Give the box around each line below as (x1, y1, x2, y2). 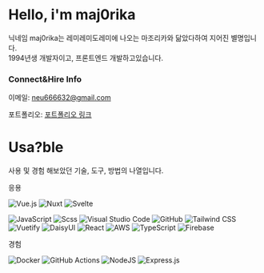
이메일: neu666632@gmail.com (8, 93, 111, 102)
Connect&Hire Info (8, 74, 82, 85)
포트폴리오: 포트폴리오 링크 (8, 110, 92, 119)
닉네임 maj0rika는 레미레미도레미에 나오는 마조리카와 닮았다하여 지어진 (8, 33, 230, 42)
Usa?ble (8, 139, 64, 157)
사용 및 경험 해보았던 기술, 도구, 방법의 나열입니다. (8, 166, 164, 175)
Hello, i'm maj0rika (8, 6, 136, 24)
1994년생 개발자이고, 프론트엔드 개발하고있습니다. (8, 53, 164, 62)
